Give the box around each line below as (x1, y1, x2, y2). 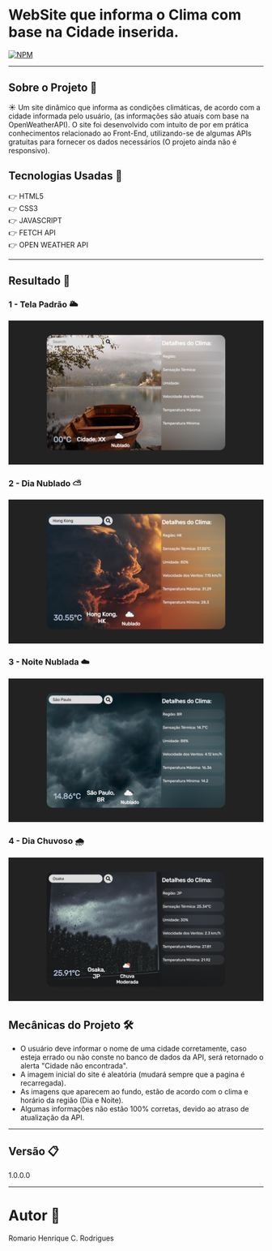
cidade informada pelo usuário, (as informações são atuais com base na (8, 111, 249, 121)
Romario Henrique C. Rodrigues (8, 1233, 115, 1243)
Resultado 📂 (8, 273, 70, 287)
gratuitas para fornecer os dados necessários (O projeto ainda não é (8, 136, 237, 147)
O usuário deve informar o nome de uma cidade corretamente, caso (19, 1043, 247, 1053)
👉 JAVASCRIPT (8, 215, 62, 225)
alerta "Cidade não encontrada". (19, 1060, 128, 1070)
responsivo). (8, 145, 50, 155)
